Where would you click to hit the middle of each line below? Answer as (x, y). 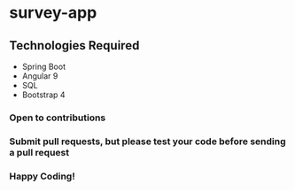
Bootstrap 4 (43, 95)
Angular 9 (40, 76)
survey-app (53, 13)
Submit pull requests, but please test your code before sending (147, 141)
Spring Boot (44, 66)
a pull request (39, 152)
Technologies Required (74, 46)
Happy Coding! (42, 176)
